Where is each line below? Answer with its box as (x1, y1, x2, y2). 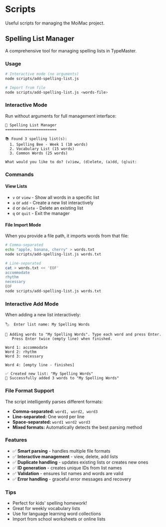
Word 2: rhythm (5, 349, 37, 355)
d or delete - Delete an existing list (12, 205, 84, 211)
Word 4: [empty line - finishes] (5, 363, 75, 368)
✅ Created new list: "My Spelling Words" (5, 371, 94, 376)
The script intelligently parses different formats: (5, 398, 103, 405)
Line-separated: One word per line (12, 413, 85, 420)
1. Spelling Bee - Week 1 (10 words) (9, 142, 88, 147)
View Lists (5, 183, 27, 189)
